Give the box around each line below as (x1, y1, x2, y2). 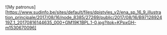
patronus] (15, 4, 36, 10)
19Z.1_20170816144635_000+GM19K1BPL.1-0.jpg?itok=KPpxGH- (5, 19, 137, 25)
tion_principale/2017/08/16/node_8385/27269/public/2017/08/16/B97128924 (5, 15, 163, 20)
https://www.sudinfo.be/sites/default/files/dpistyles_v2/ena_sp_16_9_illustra (6, 9, 162, 15)
